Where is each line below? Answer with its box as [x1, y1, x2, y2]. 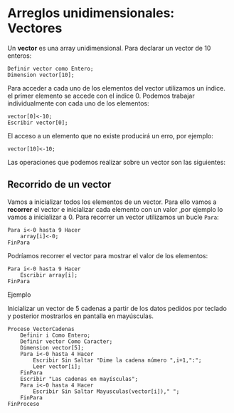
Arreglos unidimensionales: [7, 5, 175, 21]
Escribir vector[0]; [7, 119, 69, 126]
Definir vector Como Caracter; [20, 337, 113, 345]
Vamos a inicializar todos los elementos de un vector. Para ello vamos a [7, 198, 217, 206]
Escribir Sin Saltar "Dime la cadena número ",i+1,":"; [33, 357, 202, 364]
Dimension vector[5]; [20, 344, 84, 351]
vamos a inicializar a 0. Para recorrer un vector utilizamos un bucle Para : [7, 213, 219, 221]
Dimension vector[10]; [7, 71, 75, 78]
